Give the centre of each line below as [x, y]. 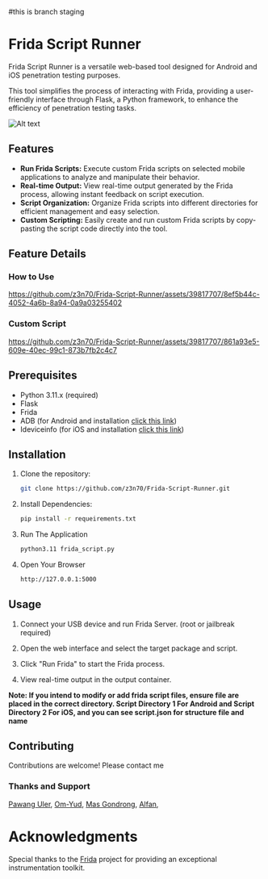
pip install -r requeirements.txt [78, 519]
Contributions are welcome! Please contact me [86, 765]
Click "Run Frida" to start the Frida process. [92, 663]
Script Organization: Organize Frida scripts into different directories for [139, 203]
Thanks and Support [49, 786]
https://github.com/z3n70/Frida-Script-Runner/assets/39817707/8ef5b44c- [134, 295]
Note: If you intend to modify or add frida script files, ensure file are [124, 695]
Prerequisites [43, 376]
